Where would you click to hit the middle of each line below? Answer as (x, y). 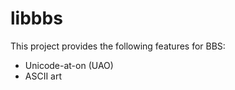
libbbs (36, 18)
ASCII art (43, 76)
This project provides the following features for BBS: (118, 46)
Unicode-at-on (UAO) (69, 65)
